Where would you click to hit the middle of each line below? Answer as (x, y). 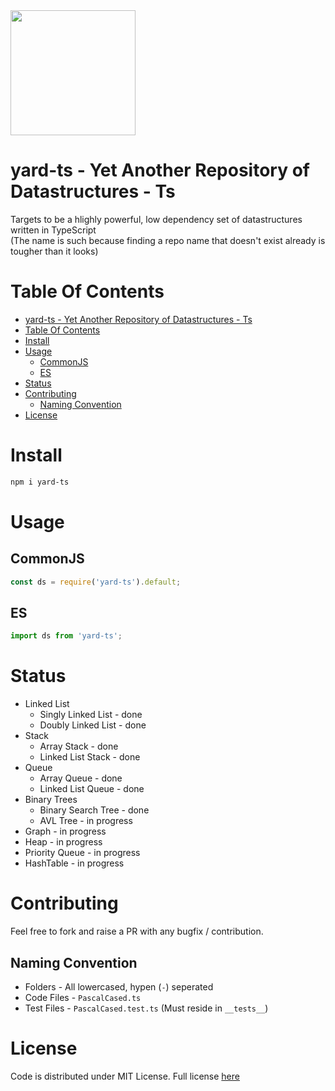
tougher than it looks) (54, 251)
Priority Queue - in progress (82, 853)
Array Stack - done (79, 746)
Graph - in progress (65, 831)
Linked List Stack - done (90, 757)
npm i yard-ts (40, 482)
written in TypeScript (53, 230)
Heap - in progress (63, 842)
